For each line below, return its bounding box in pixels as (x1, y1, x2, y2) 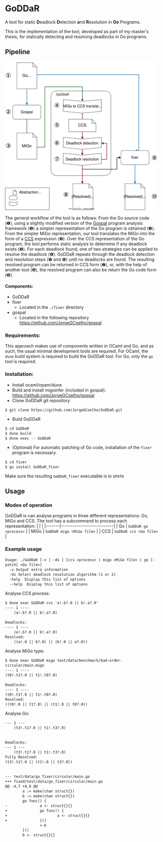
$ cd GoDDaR (5, 426, 29, 431)
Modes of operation (5, 502, 52, 509)
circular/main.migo (5, 663, 45, 668)
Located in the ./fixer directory (19, 304, 84, 310)
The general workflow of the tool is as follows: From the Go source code (5, 215, 149, 221)
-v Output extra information (9, 567, 68, 572)
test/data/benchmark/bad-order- (57, 658, 123, 663)
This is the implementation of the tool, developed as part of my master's (5, 28, 149, 34)
